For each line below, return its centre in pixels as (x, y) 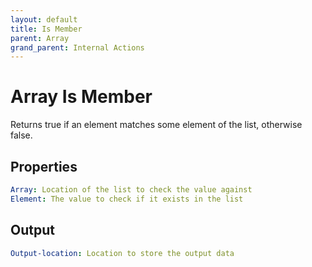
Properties (44, 166)
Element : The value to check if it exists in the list (127, 199)
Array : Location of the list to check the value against (131, 190)
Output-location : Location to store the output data (122, 253)
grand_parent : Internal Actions (77, 47)
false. (21, 135)
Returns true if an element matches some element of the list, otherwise (156, 125)
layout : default (44, 19)
